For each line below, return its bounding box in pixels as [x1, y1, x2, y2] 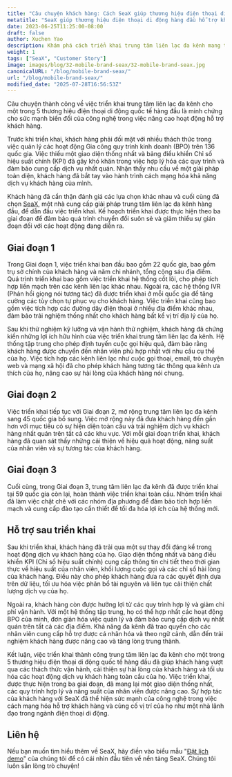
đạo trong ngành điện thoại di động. [7, 709, 109, 717]
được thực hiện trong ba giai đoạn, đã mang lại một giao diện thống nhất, [7, 680, 214, 688]
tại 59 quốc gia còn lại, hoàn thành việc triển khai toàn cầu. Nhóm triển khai [7, 490, 222, 498]
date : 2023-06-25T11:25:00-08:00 [7, 23, 104, 30]
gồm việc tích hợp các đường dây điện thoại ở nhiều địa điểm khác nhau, [7, 305, 215, 313]
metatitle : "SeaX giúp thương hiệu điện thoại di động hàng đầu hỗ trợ [7, 17, 217, 23]
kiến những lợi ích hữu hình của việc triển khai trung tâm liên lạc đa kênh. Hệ [7, 332, 224, 340]
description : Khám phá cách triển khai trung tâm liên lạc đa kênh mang [7, 42, 221, 49]
